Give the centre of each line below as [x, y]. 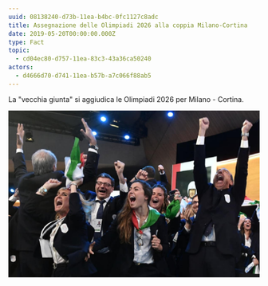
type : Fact [26, 42]
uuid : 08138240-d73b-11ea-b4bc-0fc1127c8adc [83, 17]
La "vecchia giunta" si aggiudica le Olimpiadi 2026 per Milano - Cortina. [126, 99]
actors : [21, 68]
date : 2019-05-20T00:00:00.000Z [62, 33]
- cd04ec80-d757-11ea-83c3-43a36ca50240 [83, 59]
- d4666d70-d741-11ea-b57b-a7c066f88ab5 [83, 76]
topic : [19, 51]
